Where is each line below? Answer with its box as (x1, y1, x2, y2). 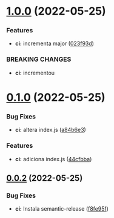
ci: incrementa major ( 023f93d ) (15, 40, 94, 47)
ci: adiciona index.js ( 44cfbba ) (15, 155, 92, 162)
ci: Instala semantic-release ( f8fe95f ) (15, 205, 109, 213)
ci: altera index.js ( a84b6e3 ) (15, 126, 86, 134)
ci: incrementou (15, 69, 55, 76)
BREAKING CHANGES (6, 55, 72, 64)
